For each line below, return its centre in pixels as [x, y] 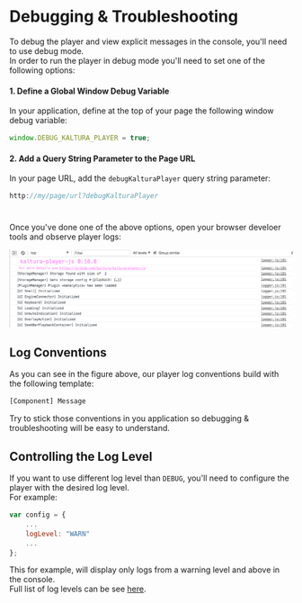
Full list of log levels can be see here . [78, 589]
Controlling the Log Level [81, 456]
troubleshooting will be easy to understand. [90, 428]
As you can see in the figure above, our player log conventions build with [144, 374]
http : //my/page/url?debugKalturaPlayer [84, 196]
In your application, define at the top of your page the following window [142, 111]
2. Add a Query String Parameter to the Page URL [102, 158]
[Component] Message [48, 401]
